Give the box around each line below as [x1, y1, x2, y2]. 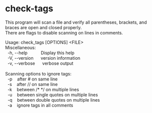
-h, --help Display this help [7, 50, 75, 56]
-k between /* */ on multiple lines [7, 86, 79, 92]
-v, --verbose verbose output [7, 60, 74, 66]
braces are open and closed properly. [5, 24, 82, 30]
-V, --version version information [7, 55, 81, 61]
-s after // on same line [7, 81, 58, 87]
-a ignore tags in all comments [7, 102, 73, 108]
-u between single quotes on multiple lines [7, 92, 98, 98]
